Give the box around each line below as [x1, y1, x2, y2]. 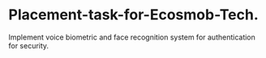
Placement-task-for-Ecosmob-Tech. [8, 6, 260, 24]
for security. [8, 40, 49, 50]
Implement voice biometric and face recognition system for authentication [8, 32, 255, 42]
